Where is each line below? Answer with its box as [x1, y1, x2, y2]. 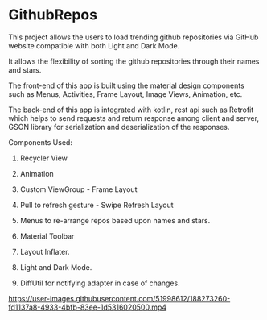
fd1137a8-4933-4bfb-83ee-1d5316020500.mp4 [8, 302, 167, 312]
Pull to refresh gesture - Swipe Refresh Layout [19, 200, 175, 210]
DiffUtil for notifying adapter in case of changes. [19, 278, 180, 288]
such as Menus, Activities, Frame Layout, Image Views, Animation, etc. [8, 89, 243, 98]
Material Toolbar [19, 231, 75, 241]
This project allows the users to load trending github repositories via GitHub [8, 32, 259, 42]
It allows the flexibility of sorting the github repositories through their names [8, 56, 260, 66]
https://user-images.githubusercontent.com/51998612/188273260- [8, 293, 231, 303]
